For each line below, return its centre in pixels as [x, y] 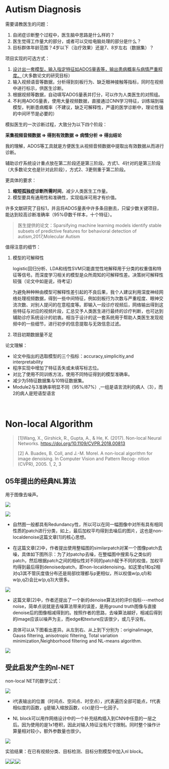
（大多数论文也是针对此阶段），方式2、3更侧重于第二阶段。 [67, 169]
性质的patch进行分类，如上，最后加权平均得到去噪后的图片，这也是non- [88, 531]
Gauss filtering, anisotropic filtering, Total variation [65, 635]
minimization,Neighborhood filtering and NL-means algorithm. [77, 640]
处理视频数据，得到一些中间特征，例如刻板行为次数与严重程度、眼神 [88, 298]
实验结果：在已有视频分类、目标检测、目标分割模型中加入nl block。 [75, 751]
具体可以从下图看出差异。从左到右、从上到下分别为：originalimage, [83, 630]
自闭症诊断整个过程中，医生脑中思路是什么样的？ [64, 35]
